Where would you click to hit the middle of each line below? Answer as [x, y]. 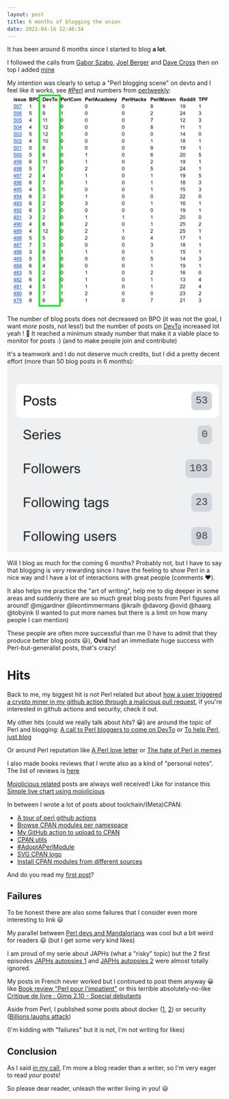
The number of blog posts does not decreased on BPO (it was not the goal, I [114, 319]
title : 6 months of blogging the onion [64, 22]
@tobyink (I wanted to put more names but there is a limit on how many [107, 613]
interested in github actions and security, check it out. [83, 708]
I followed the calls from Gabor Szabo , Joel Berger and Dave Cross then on [113, 62]
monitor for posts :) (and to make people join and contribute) [92, 341]
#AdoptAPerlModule [46, 847]
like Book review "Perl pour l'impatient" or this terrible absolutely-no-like [109, 989]
